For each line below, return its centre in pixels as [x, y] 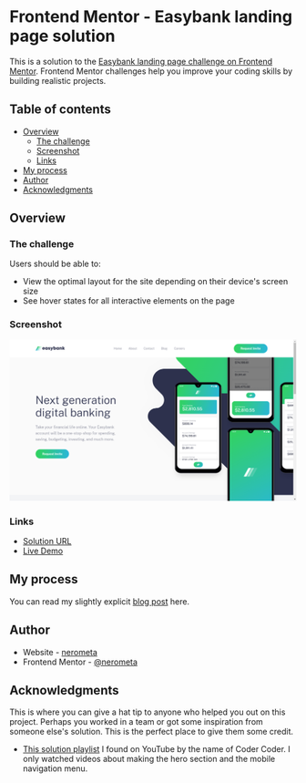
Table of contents [60, 110]
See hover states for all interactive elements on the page [128, 301]
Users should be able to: [56, 264]
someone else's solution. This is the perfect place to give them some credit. [152, 732]
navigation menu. [55, 768]
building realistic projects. [58, 80]
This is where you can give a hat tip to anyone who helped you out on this [148, 712]
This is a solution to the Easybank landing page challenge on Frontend [141, 61]
